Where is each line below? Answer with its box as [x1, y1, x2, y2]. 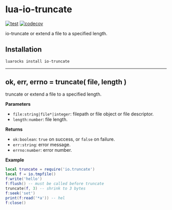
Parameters [5, 101, 31, 107]
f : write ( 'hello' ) [5, 176, 42, 182]
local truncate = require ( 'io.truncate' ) [5, 167, 95, 172]
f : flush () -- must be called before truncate [5, 181, 104, 186]
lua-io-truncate [5, 4, 73, 15]
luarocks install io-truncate [5, 59, 70, 64]
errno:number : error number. [12, 147, 72, 153]
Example [5, 157, 25, 163]
